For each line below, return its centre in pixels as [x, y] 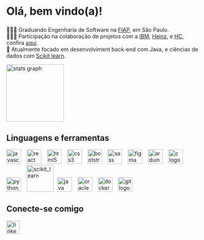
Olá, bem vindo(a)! [55, 11]
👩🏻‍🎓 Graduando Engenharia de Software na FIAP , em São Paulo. [88, 30]
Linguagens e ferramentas [58, 138]
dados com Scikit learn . [36, 56]
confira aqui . [22, 43]
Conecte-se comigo [45, 209]
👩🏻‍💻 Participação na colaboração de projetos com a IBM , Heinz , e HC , [95, 36]
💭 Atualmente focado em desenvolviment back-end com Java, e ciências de [102, 50]
